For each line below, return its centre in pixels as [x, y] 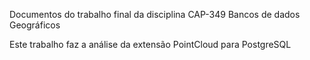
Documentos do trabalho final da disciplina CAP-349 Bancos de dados [155, 14]
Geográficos [35, 25]
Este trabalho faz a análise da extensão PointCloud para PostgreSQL [150, 44]
